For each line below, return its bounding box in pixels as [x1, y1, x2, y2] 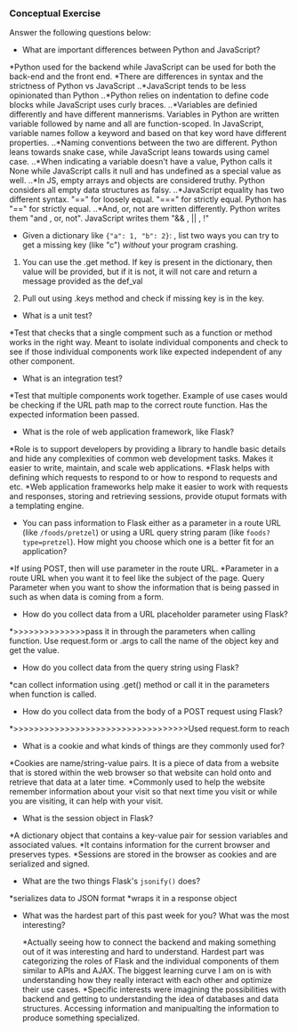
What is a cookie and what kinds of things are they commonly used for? [21, 741, 286, 752]
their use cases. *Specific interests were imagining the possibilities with [21, 984, 286, 995]
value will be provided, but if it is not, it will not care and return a [21, 266, 258, 278]
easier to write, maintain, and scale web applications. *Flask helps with [9, 463, 270, 473]
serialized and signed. [9, 859, 91, 869]
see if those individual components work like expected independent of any [9, 346, 283, 358]
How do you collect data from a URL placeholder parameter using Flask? [21, 609, 289, 620]
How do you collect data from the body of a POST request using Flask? [21, 706, 283, 717]
